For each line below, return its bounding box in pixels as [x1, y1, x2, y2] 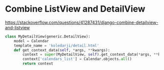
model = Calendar [14, 38, 49, 43]
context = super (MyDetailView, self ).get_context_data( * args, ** [22, 52, 159, 57]
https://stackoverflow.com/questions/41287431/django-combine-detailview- [5, 19, 159, 25]
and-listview [5, 24, 30, 30]
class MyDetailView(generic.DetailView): [5, 34, 91, 39]
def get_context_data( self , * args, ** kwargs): [14, 48, 110, 52]
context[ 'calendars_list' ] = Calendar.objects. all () [22, 57, 132, 62]
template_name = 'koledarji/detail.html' [14, 43, 99, 48]
